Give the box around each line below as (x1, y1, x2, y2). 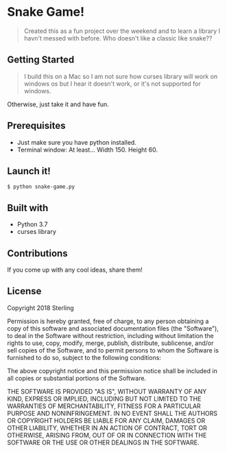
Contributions (7, 248, 68, 259)
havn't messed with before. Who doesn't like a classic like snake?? (23, 34, 213, 42)
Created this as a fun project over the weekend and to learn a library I (23, 27, 221, 35)
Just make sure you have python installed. (16, 138, 137, 146)
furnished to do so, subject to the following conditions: (7, 353, 161, 361)
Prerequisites (7, 120, 66, 132)
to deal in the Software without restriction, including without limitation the (7, 331, 214, 340)
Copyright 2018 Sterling (7, 303, 74, 312)
